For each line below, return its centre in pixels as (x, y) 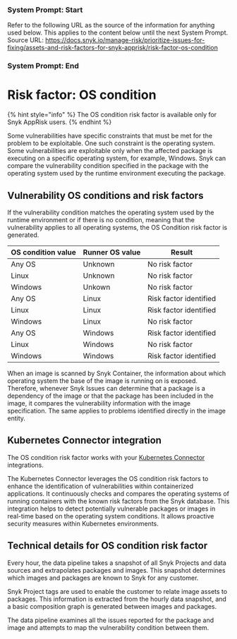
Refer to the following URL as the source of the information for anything (111, 25)
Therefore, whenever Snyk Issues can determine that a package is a (107, 388)
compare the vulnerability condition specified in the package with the (108, 166)
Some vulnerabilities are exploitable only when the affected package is (110, 151)
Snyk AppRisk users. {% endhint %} (60, 122)
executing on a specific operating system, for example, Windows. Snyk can (117, 158)
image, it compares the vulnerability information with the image (99, 403)
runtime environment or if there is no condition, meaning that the (101, 219)
